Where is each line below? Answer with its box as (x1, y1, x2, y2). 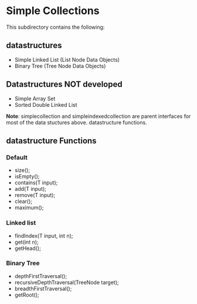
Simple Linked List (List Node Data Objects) (14, 56, 120, 63)
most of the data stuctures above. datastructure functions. (6, 119, 148, 126)
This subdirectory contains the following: (6, 23, 105, 31)
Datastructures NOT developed (6, 79, 123, 89)
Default (6, 153, 28, 161)
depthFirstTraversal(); (14, 272, 67, 279)
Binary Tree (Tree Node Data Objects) (14, 62, 106, 69)
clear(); (14, 198, 33, 205)
